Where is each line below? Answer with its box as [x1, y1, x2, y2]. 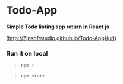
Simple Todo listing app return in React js [6, 23, 110, 30]
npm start [20, 73, 46, 79]
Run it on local [6, 49, 48, 57]
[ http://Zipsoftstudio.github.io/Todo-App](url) [6, 34, 117, 41]
